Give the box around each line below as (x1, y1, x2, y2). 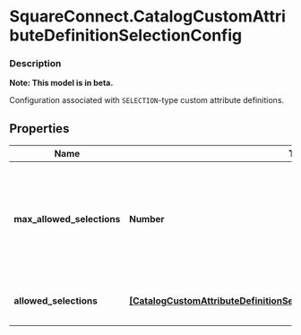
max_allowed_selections (13, 213, 121, 226)
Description (9, 57, 62, 70)
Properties (9, 121, 70, 136)
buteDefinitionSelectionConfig (9, 25, 243, 46)
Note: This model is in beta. (9, 78, 114, 89)
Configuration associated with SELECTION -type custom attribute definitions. (9, 95, 285, 106)
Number (128, 213, 165, 226)
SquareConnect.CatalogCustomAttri (9, 6, 287, 27)
